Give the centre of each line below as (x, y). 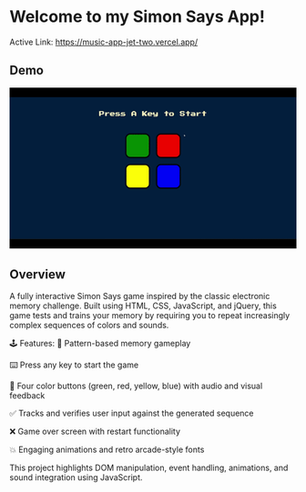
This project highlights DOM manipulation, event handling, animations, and (149, 468)
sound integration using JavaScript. (76, 477)
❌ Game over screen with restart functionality (95, 432)
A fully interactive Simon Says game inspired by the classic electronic (140, 296)
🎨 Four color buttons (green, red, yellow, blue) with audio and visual (136, 386)
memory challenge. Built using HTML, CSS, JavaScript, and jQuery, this (143, 306)
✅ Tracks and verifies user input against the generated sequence (132, 413)
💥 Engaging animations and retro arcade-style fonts (107, 450)
